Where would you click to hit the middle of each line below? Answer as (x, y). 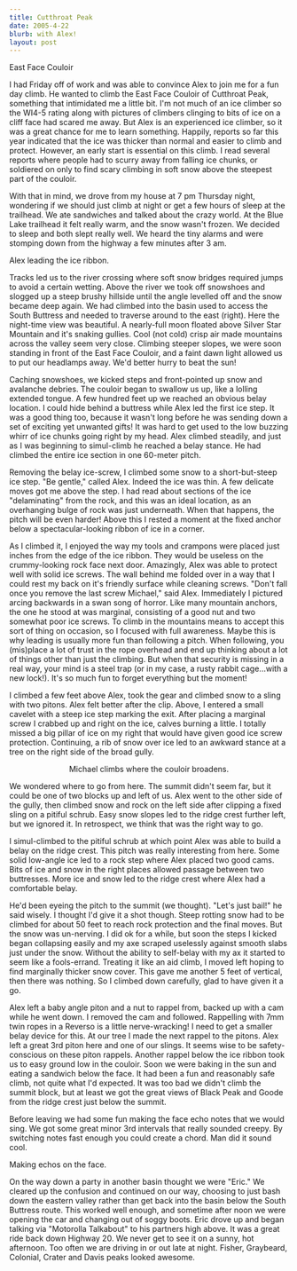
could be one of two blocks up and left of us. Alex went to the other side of (146, 796)
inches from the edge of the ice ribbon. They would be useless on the (137, 556)
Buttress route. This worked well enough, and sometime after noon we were (148, 1210)
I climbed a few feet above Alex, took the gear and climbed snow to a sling (145, 695)
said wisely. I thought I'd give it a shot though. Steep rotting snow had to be (147, 915)
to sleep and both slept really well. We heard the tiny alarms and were (137, 234)
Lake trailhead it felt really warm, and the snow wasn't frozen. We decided (145, 225)
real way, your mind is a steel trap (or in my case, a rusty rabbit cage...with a (148, 669)
